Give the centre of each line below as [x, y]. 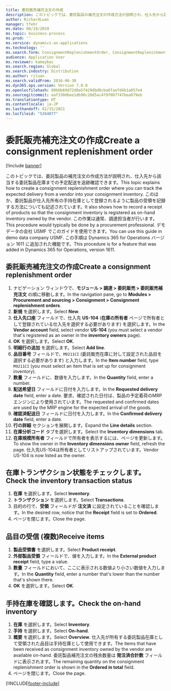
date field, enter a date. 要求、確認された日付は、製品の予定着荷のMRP [88, 395]
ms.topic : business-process [36, 33]
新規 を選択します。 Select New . [46, 311]
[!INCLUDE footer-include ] [33, 683]
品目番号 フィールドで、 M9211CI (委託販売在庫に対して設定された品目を [87, 354]
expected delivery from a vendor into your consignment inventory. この [80, 194]
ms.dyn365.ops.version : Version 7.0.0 [47, 85]
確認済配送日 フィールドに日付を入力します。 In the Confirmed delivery [88, 413]
